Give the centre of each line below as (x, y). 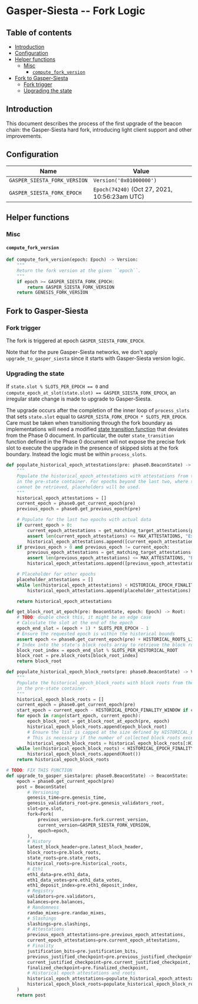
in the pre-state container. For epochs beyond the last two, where (103, 481)
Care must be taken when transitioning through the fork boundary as (89, 423)
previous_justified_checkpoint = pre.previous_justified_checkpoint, (112, 957)
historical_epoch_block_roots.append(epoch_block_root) (97, 727)
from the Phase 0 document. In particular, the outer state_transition (90, 435)
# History (39, 842)
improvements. (24, 136)
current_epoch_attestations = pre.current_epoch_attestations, (104, 940)
